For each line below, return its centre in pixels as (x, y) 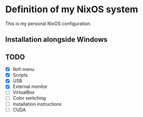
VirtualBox (23, 92)
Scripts (20, 75)
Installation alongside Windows (56, 40)
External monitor (30, 87)
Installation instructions (37, 104)
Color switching (29, 98)
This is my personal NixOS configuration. (48, 24)
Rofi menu (23, 69)
